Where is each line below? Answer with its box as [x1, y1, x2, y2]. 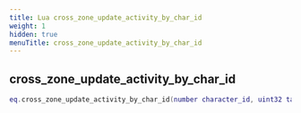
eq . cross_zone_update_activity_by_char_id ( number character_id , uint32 [9, 95, 282, 104]
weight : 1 [9, 22, 47, 30]
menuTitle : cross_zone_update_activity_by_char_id [9, 38, 202, 48]
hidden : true [9, 30, 58, 39]
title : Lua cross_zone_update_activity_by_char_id [9, 13, 202, 22]
